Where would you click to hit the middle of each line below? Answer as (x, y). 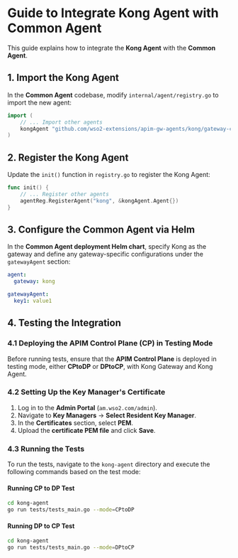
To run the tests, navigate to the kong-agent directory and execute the (109, 464)
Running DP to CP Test (41, 526)
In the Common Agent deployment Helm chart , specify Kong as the (107, 247)
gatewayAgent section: (39, 262)
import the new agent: (40, 102)
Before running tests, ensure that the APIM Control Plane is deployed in (112, 359)
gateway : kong (34, 281)
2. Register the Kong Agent (68, 157)
